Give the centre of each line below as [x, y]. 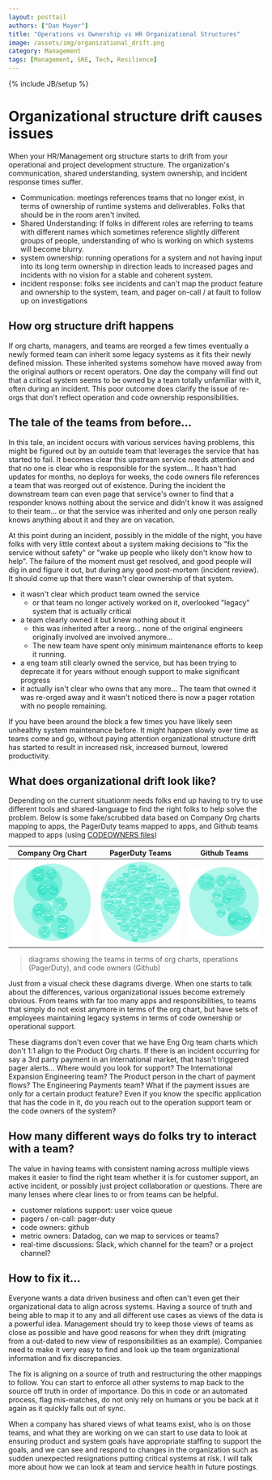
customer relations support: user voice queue [96, 1210]
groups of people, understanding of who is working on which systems [137, 240]
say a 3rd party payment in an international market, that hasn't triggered [129, 1059]
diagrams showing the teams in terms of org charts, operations [133, 960]
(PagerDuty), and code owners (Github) [94, 968]
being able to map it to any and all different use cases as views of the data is [136, 1315]
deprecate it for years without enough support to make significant [130, 671]
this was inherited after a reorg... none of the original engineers [138, 628]
